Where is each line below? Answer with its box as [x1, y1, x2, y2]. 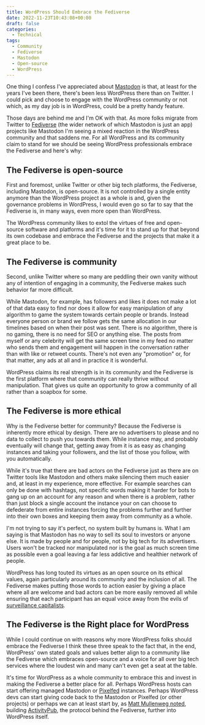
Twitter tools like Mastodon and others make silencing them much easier [6, 473, 189, 480]
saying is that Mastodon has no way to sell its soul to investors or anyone [6, 531, 191, 538]
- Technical [12, 32, 43, 38]
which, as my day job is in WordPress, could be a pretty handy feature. [6, 103, 185, 110]
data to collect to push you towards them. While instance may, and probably [6, 435, 198, 442]
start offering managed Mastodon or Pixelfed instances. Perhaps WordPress [6, 686, 199, 694]
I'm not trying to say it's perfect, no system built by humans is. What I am [6, 524, 191, 531]
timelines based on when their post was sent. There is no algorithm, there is [6, 324, 198, 331]
